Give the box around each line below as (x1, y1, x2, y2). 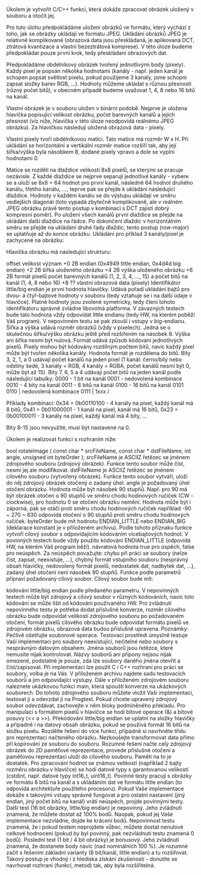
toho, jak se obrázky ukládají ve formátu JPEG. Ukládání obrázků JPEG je (6, 30, 187, 37)
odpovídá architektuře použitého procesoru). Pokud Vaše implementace (6, 785, 184, 792)
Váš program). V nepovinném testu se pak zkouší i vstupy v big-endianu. (6, 318, 186, 324)
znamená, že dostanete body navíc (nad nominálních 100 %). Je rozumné (6, 843, 188, 850)
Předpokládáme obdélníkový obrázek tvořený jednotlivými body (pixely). (6, 61, 185, 68)
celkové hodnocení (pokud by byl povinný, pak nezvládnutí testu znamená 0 (6, 830, 194, 836)
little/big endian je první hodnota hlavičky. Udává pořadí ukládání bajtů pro (6, 286, 190, 292)
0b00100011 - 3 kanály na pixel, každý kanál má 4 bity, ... (6, 412, 148, 419)
